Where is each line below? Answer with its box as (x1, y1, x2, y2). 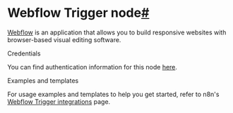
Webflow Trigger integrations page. (7, 97, 111, 106)
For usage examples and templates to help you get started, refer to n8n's (7, 90, 220, 98)
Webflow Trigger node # (7, 5, 150, 21)
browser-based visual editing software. (7, 35, 121, 44)
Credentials (7, 49, 41, 58)
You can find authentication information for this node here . (7, 62, 178, 71)
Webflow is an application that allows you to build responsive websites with (7, 28, 227, 36)
